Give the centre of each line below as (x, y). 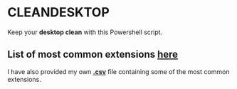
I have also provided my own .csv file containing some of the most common (118, 71)
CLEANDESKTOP (59, 12)
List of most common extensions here (93, 54)
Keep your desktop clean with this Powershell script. (85, 32)
